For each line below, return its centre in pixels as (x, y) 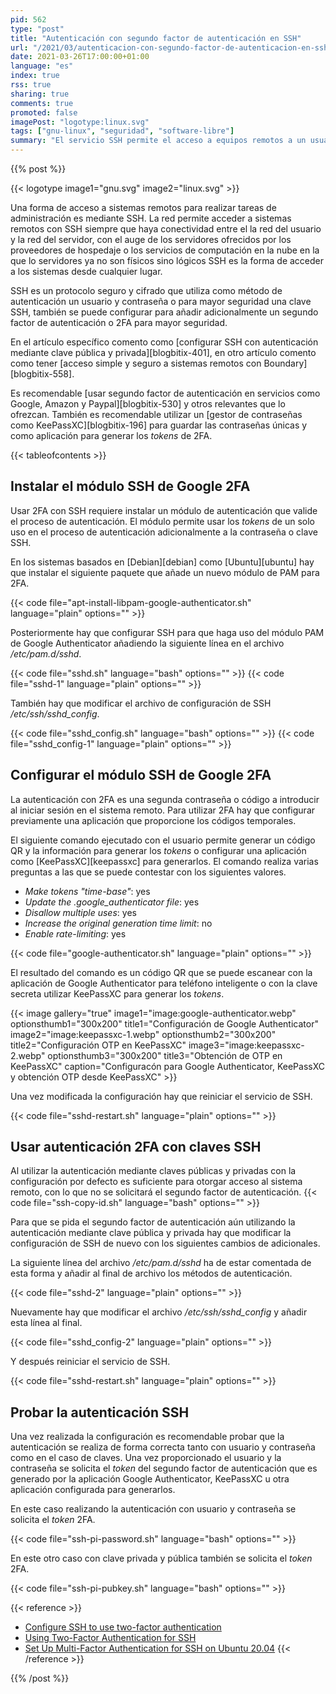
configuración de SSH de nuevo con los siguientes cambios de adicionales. (165, 1243)
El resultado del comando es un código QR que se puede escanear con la (161, 972)
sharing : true (40, 94)
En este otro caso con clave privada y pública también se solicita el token (161, 1558)
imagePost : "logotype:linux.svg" (80, 122)
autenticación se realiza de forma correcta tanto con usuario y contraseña (163, 1447)
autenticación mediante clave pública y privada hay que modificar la (151, 1233)
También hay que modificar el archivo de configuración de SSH (141, 703)
